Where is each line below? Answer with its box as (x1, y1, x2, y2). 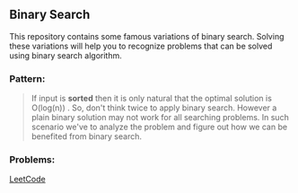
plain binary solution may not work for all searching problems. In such (31, 112, 289, 123)
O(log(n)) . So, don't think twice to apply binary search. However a (31, 102, 277, 113)
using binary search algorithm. (9, 49, 123, 61)
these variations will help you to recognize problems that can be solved (9, 40, 273, 51)
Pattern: (9, 72, 46, 84)
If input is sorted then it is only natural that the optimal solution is (31, 93, 272, 104)
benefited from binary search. (31, 131, 142, 142)
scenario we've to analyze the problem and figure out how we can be (31, 121, 288, 133)
